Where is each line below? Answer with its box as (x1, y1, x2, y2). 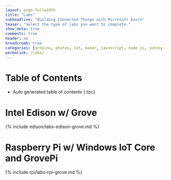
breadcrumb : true (5, 41, 42, 46)
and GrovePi (5, 152, 59, 164)
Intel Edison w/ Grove (5, 107, 97, 118)
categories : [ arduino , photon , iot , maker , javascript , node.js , (5, 45, 147, 50)
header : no (5, 36, 28, 41)
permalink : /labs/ (5, 50, 44, 55)
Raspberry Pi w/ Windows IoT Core (5, 141, 155, 153)
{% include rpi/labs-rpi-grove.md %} (5, 169, 82, 175)
